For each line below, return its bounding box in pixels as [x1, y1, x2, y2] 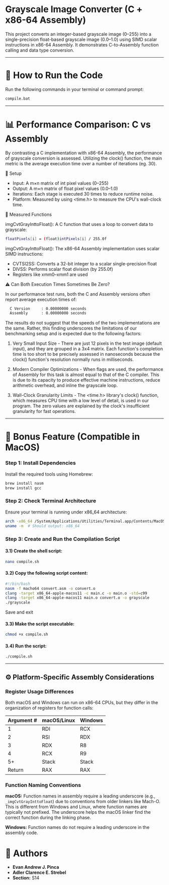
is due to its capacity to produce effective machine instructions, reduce [12, 377, 160, 383]
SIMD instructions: [5, 251, 44, 257]
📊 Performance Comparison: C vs [5, 119, 151, 130]
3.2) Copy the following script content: [5, 570, 88, 576]
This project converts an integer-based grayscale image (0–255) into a [5, 31, 152, 37]
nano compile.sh [5, 559, 39, 564]
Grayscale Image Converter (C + [5, 4, 143, 15]
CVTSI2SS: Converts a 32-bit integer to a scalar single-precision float [12, 260, 157, 266]
